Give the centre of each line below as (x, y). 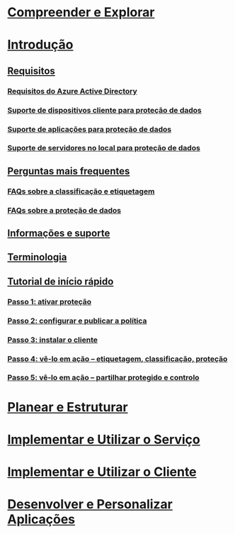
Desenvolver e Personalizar (90, 505)
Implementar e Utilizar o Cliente (102, 472)
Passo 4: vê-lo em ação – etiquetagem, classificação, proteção (117, 359)
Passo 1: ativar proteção (50, 301)
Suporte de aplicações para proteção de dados (90, 129)
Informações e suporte (59, 234)
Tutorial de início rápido (61, 281)
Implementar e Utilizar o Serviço (104, 439)
